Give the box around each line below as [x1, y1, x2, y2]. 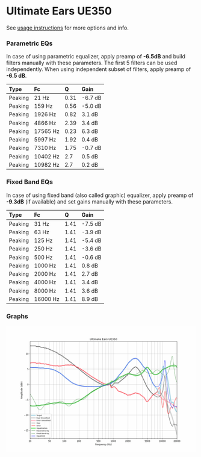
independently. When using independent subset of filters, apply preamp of [6, 66, 191, 73]
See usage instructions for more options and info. [6, 24, 129, 31]
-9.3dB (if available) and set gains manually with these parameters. [6, 197, 173, 205]
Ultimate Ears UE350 [6, 4, 113, 18]
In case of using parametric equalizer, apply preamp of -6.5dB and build [6, 53, 185, 60]
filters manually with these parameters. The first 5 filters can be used [6, 59, 178, 67]
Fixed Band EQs [6, 178, 53, 186]
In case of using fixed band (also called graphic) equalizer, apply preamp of [6, 191, 194, 199]
